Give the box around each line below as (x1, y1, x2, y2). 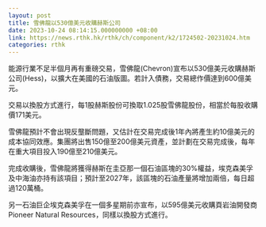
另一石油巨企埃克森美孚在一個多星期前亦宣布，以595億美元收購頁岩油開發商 (8, 200, 258, 210)
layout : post (8, 11, 52, 20)
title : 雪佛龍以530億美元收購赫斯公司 (8, 19, 121, 27)
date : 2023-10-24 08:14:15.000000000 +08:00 (8, 26, 158, 34)
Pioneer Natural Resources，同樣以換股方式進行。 (8, 210, 172, 220)
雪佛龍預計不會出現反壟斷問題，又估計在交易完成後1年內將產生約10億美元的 (8, 127, 256, 137)
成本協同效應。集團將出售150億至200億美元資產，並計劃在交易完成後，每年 (8, 137, 256, 146)
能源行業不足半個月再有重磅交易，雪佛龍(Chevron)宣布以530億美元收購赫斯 (8, 64, 256, 74)
